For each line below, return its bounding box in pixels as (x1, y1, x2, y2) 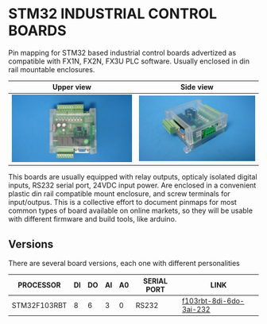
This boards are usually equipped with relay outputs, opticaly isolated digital (8, 172, 257, 182)
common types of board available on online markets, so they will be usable (8, 206, 253, 215)
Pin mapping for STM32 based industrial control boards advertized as (8, 48, 237, 57)
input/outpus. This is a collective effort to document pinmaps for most (8, 198, 237, 207)
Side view (180, 83, 214, 92)
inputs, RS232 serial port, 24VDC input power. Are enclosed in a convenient (8, 180, 257, 191)
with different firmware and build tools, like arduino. (8, 214, 177, 224)
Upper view (52, 83, 91, 92)
